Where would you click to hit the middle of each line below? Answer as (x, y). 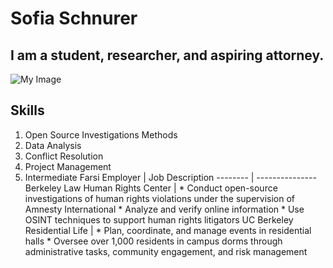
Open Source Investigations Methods (101, 134)
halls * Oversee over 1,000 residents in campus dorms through (153, 241)
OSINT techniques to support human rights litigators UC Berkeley (159, 219)
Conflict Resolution (64, 156)
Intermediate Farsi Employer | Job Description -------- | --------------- (170, 177)
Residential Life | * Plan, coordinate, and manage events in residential (168, 230)
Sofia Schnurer (74, 18)
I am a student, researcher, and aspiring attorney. (167, 55)
